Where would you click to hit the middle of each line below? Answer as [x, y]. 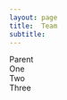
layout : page [33, 17]
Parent [21, 60]
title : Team [33, 26]
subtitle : [28, 34]
